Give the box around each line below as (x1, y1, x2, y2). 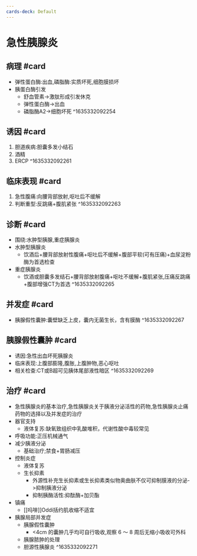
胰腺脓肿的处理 (23, 536, 60, 543)
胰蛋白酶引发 (14, 85, 46, 92)
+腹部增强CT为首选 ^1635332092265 (23, 280, 115, 287)
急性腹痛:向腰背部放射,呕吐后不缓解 (14, 193, 101, 200)
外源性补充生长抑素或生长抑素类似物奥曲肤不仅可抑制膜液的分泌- (32, 477, 190, 484)
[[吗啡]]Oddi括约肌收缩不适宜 (23, 506, 95, 513)
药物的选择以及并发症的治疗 (14, 410, 83, 417)
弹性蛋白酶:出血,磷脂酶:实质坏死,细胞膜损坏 (14, 78, 119, 85)
